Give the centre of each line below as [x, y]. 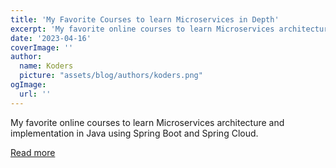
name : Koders [46, 66]
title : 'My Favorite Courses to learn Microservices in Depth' [145, 19]
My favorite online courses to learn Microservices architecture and [147, 122]
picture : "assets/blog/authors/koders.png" [111, 76]
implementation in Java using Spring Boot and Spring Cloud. [134, 133]
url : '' [35, 94]
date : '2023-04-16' [51, 38]
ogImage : [28, 85]
